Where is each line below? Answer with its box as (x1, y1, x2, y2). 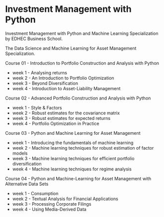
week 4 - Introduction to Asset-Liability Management (12, 85, 121, 91)
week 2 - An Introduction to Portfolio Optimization (12, 75, 114, 81)
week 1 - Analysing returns (12, 69, 67, 75)
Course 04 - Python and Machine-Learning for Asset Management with (5, 175, 152, 181)
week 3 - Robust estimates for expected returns (12, 115, 111, 121)
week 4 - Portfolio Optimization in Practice (12, 120, 99, 126)
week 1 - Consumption (12, 190, 59, 196)
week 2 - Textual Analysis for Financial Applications (12, 196, 118, 202)
